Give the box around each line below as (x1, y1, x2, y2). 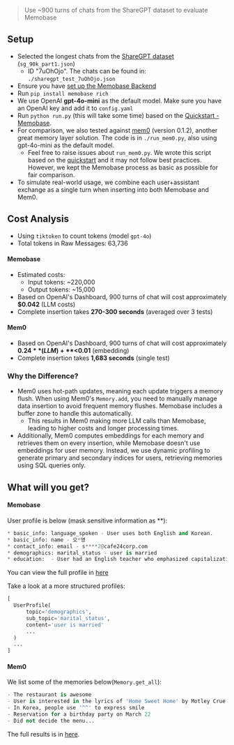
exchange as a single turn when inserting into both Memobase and (17, 185, 209, 194)
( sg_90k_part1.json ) (17, 59, 75, 68)
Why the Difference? (7, 371, 79, 381)
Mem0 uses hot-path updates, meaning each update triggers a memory (17, 387, 224, 396)
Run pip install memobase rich (17, 89, 109, 97)
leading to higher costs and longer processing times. (27, 424, 179, 432)
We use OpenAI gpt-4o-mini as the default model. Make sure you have (17, 96, 222, 105)
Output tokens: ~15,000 (27, 285, 95, 294)
